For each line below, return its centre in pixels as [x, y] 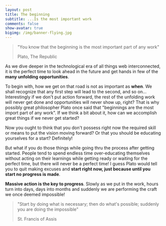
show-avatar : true [24, 28]
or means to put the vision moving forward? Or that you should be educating [83, 133]
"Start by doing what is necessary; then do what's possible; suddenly [88, 204]
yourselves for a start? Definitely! [39, 138]
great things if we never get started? [42, 118]
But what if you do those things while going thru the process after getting [80, 148]
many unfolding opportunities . [37, 77]
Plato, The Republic [37, 57]
